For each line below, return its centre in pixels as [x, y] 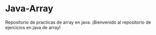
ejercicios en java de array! [33, 27]
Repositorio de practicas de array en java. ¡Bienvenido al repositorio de [78, 22]
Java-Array [29, 9]
